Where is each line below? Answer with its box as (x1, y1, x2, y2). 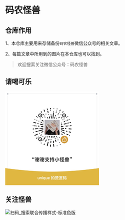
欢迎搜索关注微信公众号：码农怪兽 (17, 61, 88, 67)
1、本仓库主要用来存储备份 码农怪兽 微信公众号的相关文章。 (5, 40, 123, 46)
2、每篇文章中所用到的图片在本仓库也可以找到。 (5, 51, 104, 56)
